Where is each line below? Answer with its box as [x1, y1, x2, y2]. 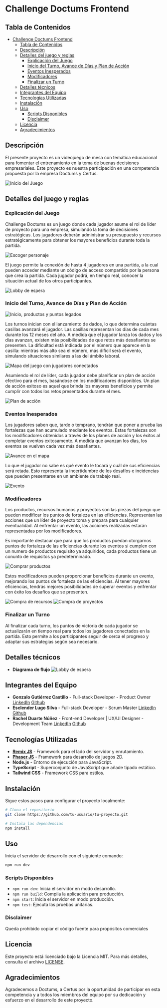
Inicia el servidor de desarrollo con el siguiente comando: [5, 853, 123, 859]
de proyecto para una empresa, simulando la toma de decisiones [5, 226, 138, 232]
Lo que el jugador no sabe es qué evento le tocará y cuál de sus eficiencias [5, 463, 161, 469]
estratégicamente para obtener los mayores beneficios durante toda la [5, 237, 150, 243]
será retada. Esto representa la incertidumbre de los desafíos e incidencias [5, 468, 159, 474]
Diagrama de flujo [12, 666, 50, 673]
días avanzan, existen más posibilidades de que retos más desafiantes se [5, 337, 156, 343]
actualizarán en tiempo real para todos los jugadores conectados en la [5, 628, 150, 634]
